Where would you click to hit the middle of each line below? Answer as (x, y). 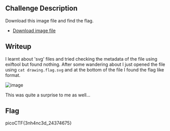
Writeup (18, 47)
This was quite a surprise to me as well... (48, 95)
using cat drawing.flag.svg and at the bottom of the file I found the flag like (85, 70)
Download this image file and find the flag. (49, 20)
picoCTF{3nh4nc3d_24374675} (39, 123)
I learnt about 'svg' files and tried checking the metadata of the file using (81, 59)
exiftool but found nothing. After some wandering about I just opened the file (85, 64)
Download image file (34, 31)
